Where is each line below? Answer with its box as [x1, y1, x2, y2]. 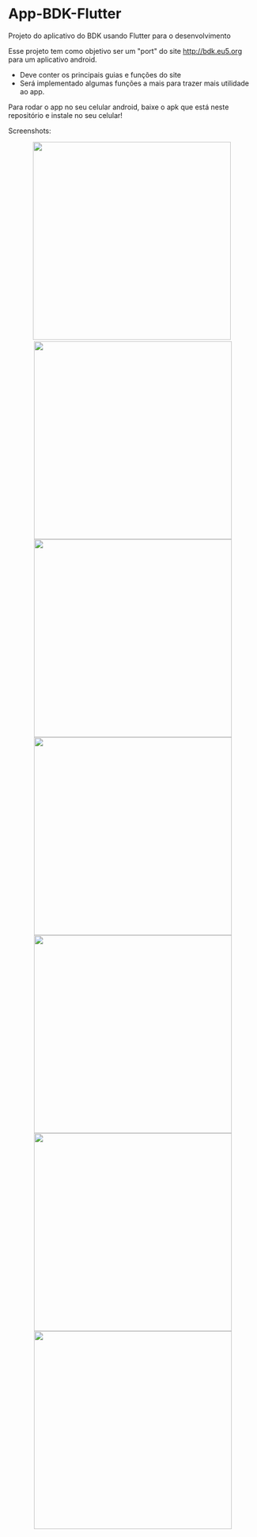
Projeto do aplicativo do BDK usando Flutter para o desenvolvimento [8, 31, 231, 40]
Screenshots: [8, 126, 51, 135]
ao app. [19, 86, 45, 96]
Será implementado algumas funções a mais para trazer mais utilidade [19, 78, 250, 88]
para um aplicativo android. [8, 55, 97, 64]
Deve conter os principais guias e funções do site [19, 70, 182, 79]
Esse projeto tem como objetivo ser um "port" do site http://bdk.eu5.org [8, 46, 243, 55]
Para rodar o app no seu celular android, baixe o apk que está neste [8, 102, 229, 112]
